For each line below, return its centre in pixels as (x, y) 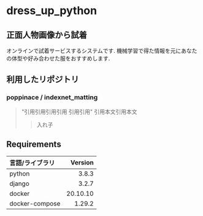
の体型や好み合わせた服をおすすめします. (58, 58)
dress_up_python (52, 11)
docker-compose (35, 203)
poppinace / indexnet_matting (52, 98)
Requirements (34, 145)
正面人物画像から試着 (47, 35)
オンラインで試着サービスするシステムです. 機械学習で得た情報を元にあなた (102, 51)
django (19, 183)
